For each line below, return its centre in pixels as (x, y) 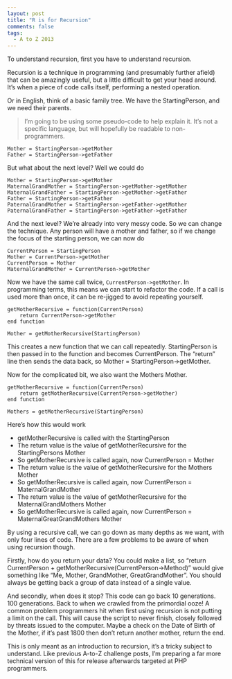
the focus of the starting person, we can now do (76, 238)
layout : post (26, 14)
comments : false (30, 26)
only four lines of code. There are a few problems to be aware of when (108, 540)
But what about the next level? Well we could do (75, 168)
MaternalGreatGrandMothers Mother (70, 519)
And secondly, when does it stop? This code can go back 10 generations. (111, 596)
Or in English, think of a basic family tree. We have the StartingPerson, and (114, 100)
